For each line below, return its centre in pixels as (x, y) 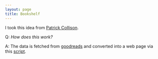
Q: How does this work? (29, 37)
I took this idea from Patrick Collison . (42, 27)
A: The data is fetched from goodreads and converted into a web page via (79, 46)
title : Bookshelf (23, 14)
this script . (16, 51)
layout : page (18, 9)
